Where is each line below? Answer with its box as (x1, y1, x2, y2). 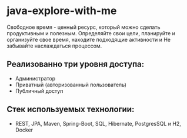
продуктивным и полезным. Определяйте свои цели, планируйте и (6, 29, 176, 36)
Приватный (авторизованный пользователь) (15, 81, 127, 88)
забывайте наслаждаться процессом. (6, 42, 102, 49)
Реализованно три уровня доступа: (6, 59, 145, 69)
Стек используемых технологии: (6, 105, 135, 115)
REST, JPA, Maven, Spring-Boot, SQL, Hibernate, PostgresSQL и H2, (15, 120, 181, 127)
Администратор (15, 75, 56, 82)
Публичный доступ (15, 87, 64, 95)
